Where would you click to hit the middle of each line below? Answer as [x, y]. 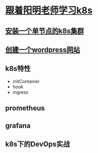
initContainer [26, 81]
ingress [21, 92]
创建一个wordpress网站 [43, 50]
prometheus [25, 108]
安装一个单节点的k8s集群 [45, 31]
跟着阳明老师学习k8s [49, 10]
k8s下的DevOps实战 [38, 144]
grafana [18, 125]
